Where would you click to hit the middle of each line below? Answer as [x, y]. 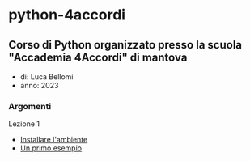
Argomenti [30, 106]
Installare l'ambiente [54, 140]
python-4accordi [67, 15]
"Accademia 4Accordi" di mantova [98, 57]
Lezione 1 [24, 124]
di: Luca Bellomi [47, 77]
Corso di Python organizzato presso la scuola [125, 45]
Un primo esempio [51, 148]
